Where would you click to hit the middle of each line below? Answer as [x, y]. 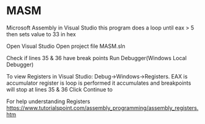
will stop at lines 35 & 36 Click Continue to [60, 89]
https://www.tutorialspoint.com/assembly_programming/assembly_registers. [102, 107]
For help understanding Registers [48, 101]
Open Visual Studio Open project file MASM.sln [66, 46]
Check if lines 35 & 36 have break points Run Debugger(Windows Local [96, 58]
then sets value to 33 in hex [41, 34]
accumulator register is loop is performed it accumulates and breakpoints [99, 83]
